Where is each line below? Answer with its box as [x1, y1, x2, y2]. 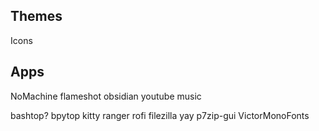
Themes [10, 8, 63, 25]
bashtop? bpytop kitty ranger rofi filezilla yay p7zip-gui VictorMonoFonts [10, 109, 310, 121]
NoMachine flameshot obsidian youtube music [10, 90, 202, 102]
